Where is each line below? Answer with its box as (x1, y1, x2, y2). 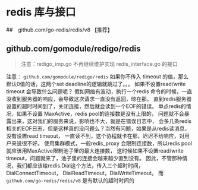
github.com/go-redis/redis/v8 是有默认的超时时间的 (6, 176, 135, 184)
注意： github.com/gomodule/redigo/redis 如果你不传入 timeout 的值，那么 (6, 72, 189, 80)
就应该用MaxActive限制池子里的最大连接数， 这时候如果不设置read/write (6, 147, 184, 154)
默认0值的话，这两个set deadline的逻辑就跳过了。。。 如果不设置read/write (6, 80, 186, 87)
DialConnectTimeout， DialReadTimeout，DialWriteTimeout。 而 (6, 169, 164, 176)
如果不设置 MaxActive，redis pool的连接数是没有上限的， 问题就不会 (16, 110, 184, 117)
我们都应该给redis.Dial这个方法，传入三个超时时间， (16, 161, 144, 169)
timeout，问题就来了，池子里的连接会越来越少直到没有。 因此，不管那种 (6, 154, 183, 161)
